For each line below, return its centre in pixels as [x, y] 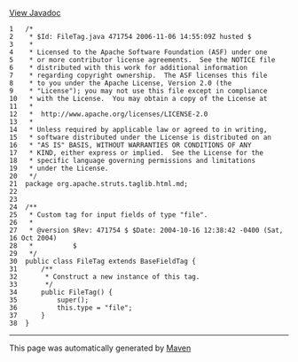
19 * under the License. [59, 168]
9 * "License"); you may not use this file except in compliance [138, 91]
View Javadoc [35, 13]
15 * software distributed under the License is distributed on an [141, 137]
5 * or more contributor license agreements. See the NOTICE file [142, 60]
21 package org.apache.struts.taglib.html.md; [99, 184]
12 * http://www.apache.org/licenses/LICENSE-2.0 [109, 114]
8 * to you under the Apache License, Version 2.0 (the [121, 83]
